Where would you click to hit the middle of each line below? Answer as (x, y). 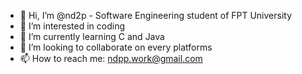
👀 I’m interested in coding (72, 26)
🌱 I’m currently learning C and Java (92, 36)
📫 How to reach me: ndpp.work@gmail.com (111, 58)
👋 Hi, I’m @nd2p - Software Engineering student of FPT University (156, 15)
